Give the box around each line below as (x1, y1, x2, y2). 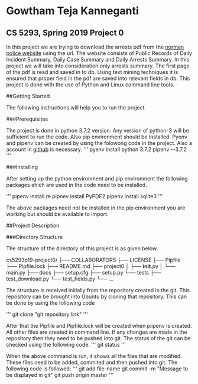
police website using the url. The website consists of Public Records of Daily (6, 50, 192, 57)
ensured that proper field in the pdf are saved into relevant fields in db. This (6, 75, 190, 82)
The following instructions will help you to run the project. (6, 104, 147, 111)
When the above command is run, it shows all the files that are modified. (6, 353, 182, 359)
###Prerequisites (6, 115, 48, 122)
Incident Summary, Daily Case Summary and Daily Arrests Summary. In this (6, 56, 190, 63)
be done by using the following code (6, 299, 95, 306)
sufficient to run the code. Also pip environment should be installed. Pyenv (6, 133, 188, 140)
